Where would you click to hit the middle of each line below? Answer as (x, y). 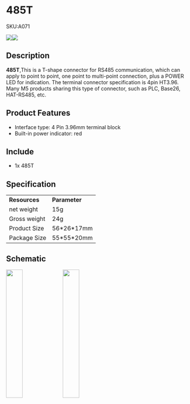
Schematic (26, 259)
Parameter (67, 200)
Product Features (38, 113)
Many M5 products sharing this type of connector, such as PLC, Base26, (93, 88)
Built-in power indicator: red (48, 133)
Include (20, 152)
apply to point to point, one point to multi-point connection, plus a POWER (95, 76)
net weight (23, 209)
